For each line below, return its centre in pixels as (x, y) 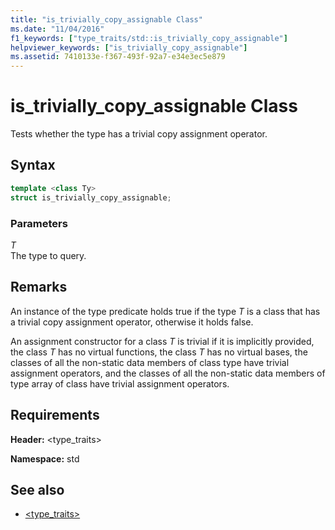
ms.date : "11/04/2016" (57, 29)
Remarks (39, 287)
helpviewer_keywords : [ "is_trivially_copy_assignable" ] (129, 47)
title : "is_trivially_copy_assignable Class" (106, 19)
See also (37, 489)
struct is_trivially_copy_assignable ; (91, 197)
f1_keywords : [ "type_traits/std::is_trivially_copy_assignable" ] (149, 38)
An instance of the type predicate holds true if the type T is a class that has (165, 311)
